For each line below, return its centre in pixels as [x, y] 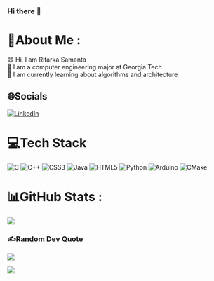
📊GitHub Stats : [55, 197]
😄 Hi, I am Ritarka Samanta [47, 60]
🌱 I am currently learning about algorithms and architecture [93, 74]
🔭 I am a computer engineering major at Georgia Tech [85, 67]
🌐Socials [27, 96]
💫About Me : [44, 40]
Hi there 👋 [25, 11]
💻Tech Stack [47, 143]
